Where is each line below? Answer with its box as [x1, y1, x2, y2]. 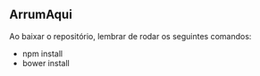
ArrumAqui [9, 7, 73, 22]
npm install [21, 48, 63, 59]
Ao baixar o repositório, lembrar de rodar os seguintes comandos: [9, 30, 252, 41]
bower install [21, 57, 70, 68]
